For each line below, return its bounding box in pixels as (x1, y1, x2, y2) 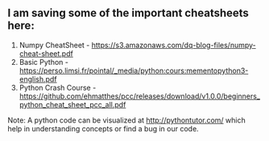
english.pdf (19, 74, 57, 83)
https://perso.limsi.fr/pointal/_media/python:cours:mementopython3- (19, 66, 249, 75)
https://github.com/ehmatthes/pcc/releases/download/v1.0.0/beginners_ (19, 91, 261, 101)
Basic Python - (19, 57, 69, 66)
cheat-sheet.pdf (19, 48, 73, 58)
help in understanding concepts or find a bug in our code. (7, 123, 199, 133)
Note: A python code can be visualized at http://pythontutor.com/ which (7, 115, 246, 125)
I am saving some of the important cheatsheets (7, 6, 249, 20)
